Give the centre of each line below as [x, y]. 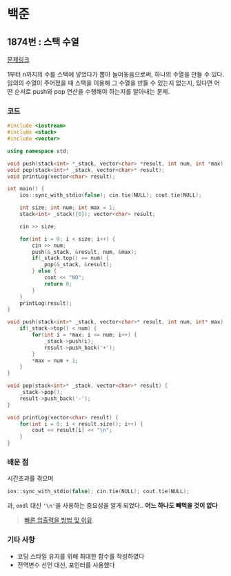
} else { [44, 271]
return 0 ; [58, 284]
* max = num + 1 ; [55, 360]
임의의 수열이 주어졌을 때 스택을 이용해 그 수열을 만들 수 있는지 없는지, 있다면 [110, 83]
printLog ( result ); [46, 303]
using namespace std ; [38, 151]
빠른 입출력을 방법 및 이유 [58, 520]
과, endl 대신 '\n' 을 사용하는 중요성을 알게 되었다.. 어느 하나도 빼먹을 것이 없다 [112, 506]
